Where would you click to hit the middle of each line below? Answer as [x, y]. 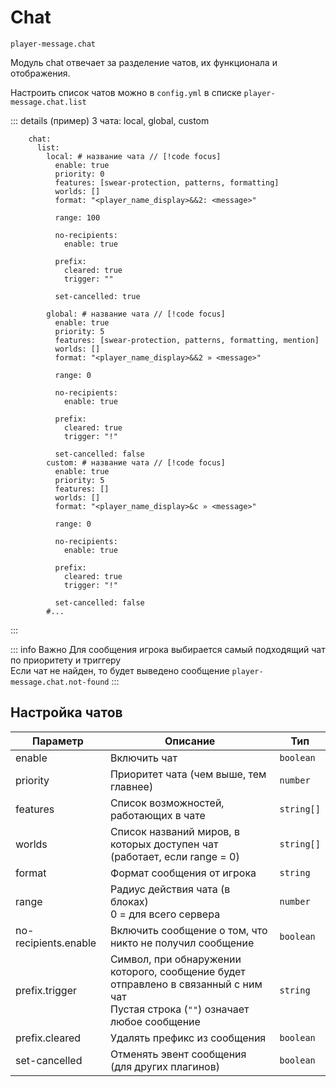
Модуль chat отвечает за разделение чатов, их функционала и [144, 62]
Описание [190, 741]
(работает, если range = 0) [174, 856]
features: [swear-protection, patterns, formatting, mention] [187, 340]
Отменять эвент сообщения [178, 1054]
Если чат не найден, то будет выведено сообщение [120, 670]
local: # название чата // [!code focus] [134, 156]
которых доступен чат [164, 844]
